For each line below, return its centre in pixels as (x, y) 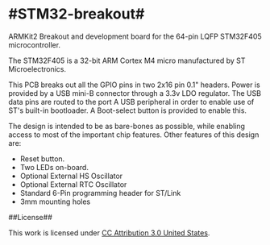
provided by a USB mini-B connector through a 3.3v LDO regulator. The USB (135, 93)
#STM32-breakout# (77, 14)
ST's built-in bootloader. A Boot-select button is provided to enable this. (128, 110)
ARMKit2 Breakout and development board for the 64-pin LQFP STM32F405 (135, 36)
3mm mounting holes (55, 201)
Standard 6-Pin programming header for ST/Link (100, 193)
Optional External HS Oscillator (71, 176)
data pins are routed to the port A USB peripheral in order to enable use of (131, 102)
